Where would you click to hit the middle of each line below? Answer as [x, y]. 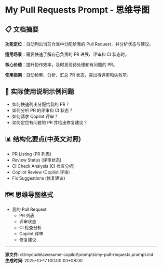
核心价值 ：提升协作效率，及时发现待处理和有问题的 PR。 [61, 64]
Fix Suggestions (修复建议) [39, 178]
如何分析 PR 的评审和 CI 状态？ [42, 110]
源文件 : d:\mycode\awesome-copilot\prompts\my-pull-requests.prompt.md [79, 254]
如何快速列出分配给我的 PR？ [41, 104]
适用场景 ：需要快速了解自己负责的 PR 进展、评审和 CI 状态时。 [67, 54]
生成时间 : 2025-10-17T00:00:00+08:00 [44, 261]
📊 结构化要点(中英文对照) [43, 139]
